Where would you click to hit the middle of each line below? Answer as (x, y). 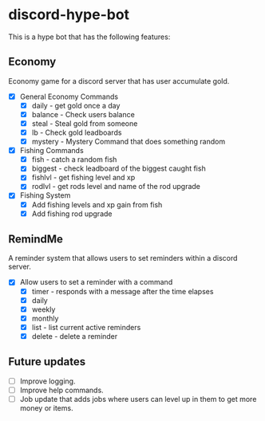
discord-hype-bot (69, 15)
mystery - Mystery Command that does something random (129, 142)
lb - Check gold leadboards (77, 132)
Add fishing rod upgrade (72, 214)
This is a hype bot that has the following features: (89, 37)
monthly (45, 318)
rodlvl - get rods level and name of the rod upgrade (116, 187)
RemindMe (36, 240)
